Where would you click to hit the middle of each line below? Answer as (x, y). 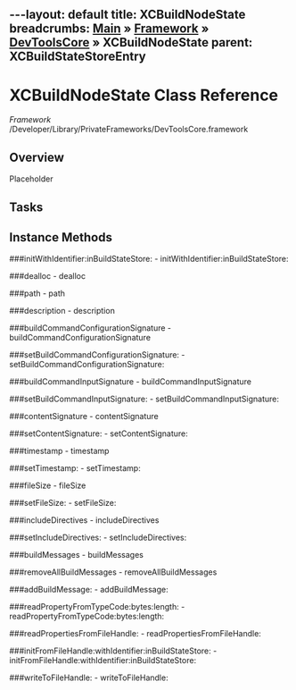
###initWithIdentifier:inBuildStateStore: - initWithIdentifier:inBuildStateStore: (149, 259)
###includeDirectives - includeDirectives (84, 520)
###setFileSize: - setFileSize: (63, 503)
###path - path (37, 293)
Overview (37, 157)
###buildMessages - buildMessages (77, 555)
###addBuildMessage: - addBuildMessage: (89, 590)
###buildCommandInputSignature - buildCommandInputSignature (131, 382)
